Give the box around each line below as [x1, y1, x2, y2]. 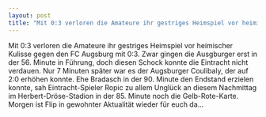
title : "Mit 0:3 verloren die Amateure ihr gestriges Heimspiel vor [8, 19, 239, 27]
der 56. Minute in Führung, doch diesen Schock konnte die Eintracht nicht [8, 57, 249, 67]
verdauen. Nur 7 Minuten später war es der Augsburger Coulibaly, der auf [8, 66, 249, 75]
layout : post [8, 11, 51, 20]
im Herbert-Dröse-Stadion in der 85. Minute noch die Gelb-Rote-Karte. [8, 91, 239, 100]
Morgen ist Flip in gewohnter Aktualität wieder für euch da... [8, 100, 204, 109]
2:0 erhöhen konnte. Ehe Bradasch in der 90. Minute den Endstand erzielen [8, 74, 254, 84]
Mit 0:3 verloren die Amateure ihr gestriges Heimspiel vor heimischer [8, 40, 234, 50]
